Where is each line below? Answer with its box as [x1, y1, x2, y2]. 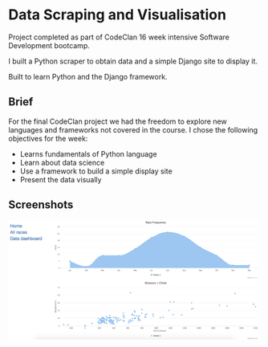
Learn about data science [19, 157, 105, 167]
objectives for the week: [8, 133, 88, 143]
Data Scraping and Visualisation [8, 6, 227, 24]
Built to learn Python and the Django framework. [8, 71, 168, 81]
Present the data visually [19, 174, 102, 184]
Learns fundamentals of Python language [19, 149, 158, 158]
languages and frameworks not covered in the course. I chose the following [8, 125, 258, 134]
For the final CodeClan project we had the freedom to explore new [8, 116, 227, 126]
